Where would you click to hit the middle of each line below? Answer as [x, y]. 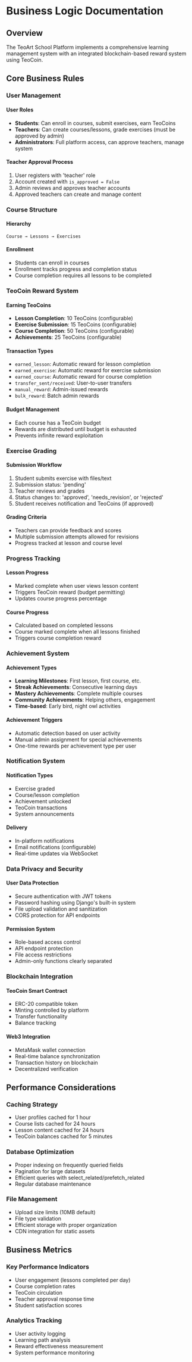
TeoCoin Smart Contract [37, 990]
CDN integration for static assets [55, 1231]
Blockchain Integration [40, 977]
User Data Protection [33, 883]
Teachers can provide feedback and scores [68, 530]
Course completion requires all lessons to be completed [83, 276]
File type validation [38, 1218]
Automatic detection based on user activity [67, 733]
